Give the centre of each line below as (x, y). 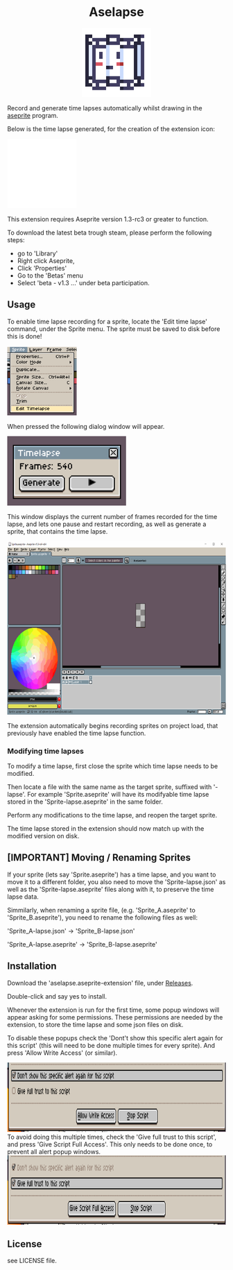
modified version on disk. (43, 836)
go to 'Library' (37, 253)
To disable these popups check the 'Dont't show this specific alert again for (115, 1038)
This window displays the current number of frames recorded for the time (112, 516)
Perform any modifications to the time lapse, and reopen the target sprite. (112, 815)
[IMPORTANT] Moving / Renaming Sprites (99, 858)
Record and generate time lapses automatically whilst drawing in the (105, 108)
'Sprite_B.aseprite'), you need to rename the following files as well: (102, 917)
